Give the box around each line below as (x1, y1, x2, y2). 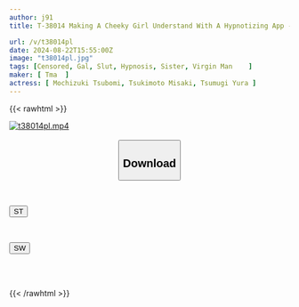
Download (123, 157, 176, 170)
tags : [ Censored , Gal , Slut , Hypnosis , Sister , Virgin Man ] (9, 62, 253, 71)
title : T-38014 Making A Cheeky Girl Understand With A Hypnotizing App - (9, 21, 293, 30)
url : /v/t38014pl (9, 37, 74, 46)
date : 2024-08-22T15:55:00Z (9, 45, 114, 54)
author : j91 (9, 12, 53, 22)
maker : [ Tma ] (9, 70, 69, 80)
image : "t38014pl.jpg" (9, 54, 93, 63)
